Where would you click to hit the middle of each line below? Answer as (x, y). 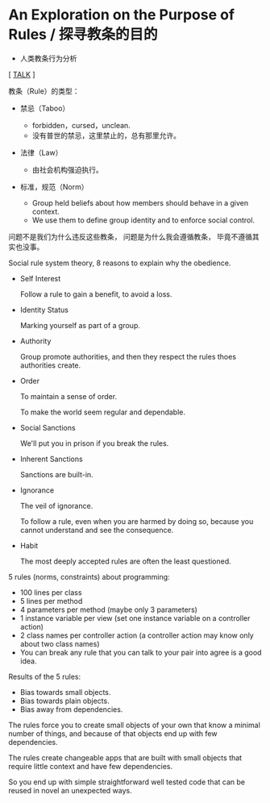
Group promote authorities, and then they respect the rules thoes (128, 356)
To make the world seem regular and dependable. (103, 412)
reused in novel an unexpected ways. (70, 790)
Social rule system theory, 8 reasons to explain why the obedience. (120, 263)
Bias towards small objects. (65, 692)
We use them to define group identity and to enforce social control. (143, 220)
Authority (35, 341)
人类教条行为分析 (48, 58)
